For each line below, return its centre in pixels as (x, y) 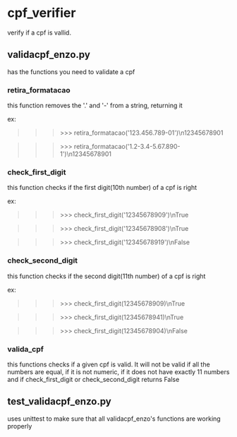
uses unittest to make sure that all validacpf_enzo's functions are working (114, 419)
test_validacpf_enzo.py (59, 401)
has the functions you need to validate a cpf (71, 71)
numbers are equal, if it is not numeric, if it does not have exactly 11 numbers (119, 371)
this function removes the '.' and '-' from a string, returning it (95, 106)
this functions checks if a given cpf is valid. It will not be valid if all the (109, 364)
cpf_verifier (42, 13)
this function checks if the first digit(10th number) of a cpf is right (102, 188)
